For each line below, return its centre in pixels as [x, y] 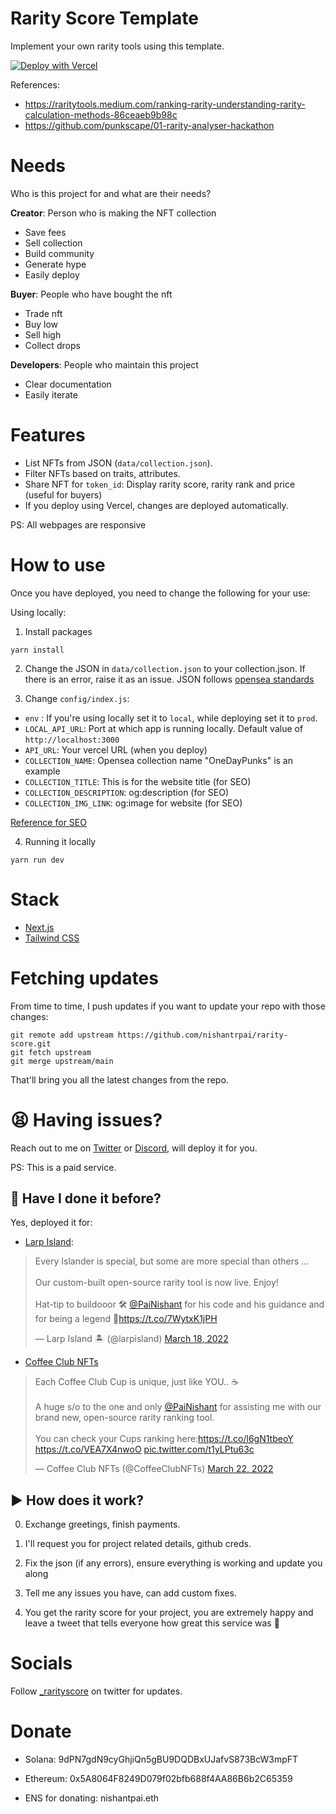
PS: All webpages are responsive [78, 524]
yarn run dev [37, 860]
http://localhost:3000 [72, 740]
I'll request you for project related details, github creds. [138, 1544]
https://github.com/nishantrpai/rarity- [202, 1035]
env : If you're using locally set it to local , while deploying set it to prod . [171, 718]
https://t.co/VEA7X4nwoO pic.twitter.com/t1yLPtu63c [144, 1449]
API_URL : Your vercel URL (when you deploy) [116, 749]
